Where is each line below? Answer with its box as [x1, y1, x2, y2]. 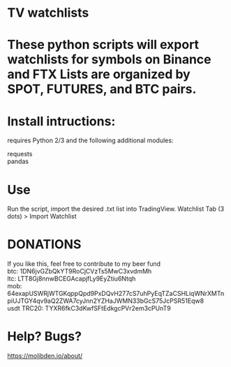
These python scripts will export [7, 37, 200, 53]
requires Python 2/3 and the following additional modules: [7, 136, 174, 144]
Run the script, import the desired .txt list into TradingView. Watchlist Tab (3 [7, 204, 225, 214]
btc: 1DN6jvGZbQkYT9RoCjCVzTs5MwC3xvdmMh [7, 267, 152, 276]
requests [7, 150, 33, 158]
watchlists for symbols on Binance [7, 52, 211, 68]
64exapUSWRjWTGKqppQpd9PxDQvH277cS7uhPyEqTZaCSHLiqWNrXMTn [7, 290, 225, 298]
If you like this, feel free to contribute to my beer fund [7, 260, 161, 268]
